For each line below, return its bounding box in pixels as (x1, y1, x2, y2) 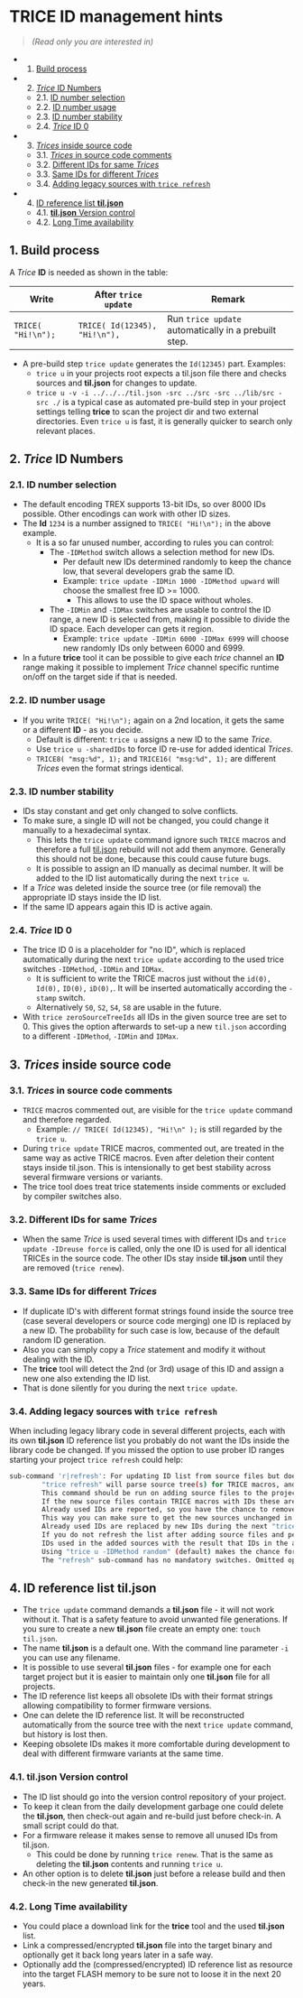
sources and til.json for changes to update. (35, 377, 197, 388)
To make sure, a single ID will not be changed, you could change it (22, 815, 270, 827)
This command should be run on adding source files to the (41, 1488, 269, 1497)
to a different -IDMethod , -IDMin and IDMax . (22, 1031, 179, 1041)
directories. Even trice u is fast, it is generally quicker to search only (35, 415, 293, 426)
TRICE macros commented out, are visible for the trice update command (22, 1105, 293, 1115)
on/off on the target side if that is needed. (22, 671, 178, 682)
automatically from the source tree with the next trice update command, (22, 1719, 294, 1730)
